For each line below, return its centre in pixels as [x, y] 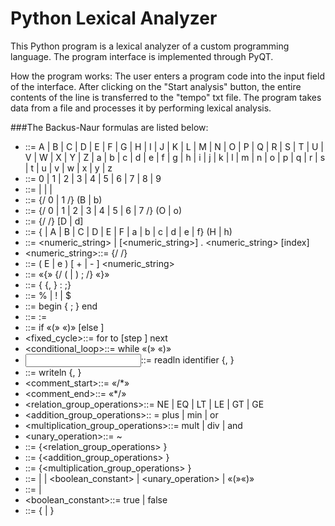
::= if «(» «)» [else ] [64, 327]
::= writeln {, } [53, 372]
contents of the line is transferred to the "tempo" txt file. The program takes [166, 97]
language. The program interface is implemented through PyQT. [142, 56]
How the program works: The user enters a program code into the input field [167, 76]
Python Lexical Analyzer [114, 18]
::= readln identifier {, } [187, 359]
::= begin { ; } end [61, 306]
